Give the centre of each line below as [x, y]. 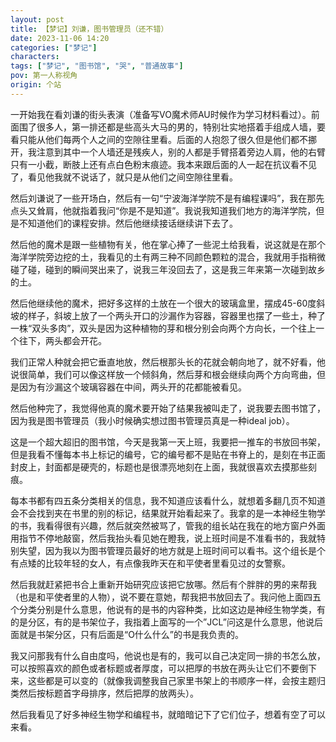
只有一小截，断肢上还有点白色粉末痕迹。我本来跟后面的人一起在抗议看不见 [163, 164]
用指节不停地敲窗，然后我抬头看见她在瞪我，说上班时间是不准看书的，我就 [163, 538]
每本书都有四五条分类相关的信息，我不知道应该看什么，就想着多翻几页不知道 [168, 500]
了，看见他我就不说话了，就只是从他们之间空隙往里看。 [124, 177]
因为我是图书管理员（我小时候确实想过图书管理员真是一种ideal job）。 [152, 420]
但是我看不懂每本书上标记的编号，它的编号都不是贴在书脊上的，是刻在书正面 [168, 454]
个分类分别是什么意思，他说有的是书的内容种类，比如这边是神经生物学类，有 [168, 609]
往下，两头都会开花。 [62, 340]
